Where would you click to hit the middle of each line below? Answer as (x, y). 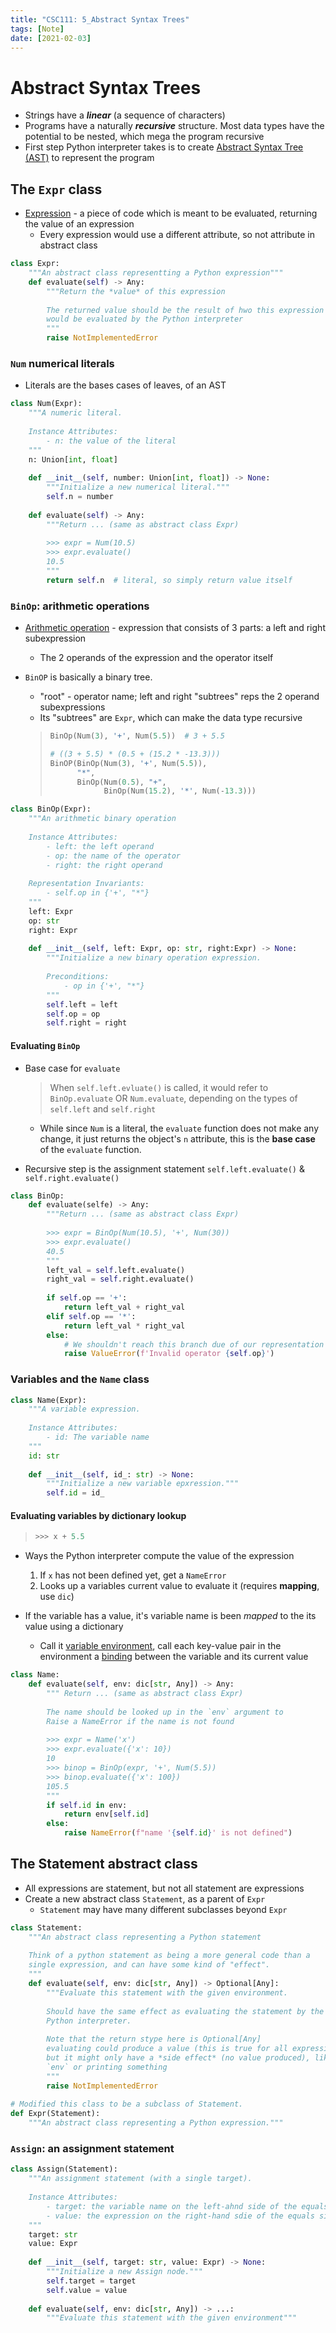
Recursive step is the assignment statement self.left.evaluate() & (164, 1168)
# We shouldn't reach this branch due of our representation (194, 1344)
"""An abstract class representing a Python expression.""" (156, 2123)
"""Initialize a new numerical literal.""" (138, 487)
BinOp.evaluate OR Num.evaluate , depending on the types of (173, 1098)
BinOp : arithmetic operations (80, 606)
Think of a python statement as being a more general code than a (169, 1956)
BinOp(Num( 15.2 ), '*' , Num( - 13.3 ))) (180, 791)
